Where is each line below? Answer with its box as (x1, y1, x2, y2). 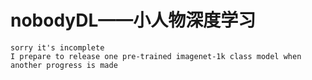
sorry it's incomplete (10, 42, 105, 53)
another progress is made (10, 60, 118, 70)
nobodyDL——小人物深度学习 (10, 9, 257, 32)
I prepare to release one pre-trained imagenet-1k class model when (10, 51, 302, 61)
